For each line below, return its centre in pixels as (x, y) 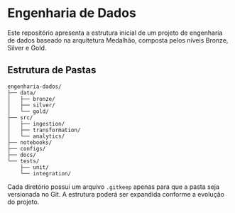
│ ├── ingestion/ (36, 124)
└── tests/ (23, 161)
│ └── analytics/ (36, 136)
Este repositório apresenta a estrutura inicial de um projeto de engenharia (115, 33)
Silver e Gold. (27, 48)
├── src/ (20, 118)
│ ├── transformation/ (44, 130)
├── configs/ (27, 148)
